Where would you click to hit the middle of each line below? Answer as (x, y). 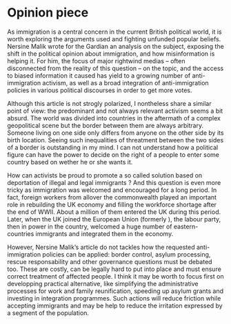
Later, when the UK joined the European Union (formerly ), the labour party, (114, 219)
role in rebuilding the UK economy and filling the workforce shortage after (112, 204)
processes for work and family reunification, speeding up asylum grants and (115, 291)
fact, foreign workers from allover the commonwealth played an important (112, 197)
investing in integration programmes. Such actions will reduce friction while (114, 298)
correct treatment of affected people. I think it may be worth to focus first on (115, 276)
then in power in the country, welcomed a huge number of (90, 226)
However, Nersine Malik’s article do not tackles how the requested (101, 247)
